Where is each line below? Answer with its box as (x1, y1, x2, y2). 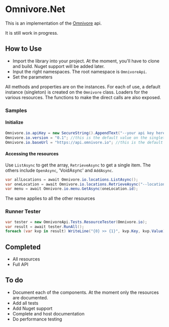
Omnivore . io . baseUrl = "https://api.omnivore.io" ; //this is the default (5, 140, 163, 145)
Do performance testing (12, 316, 62, 322)
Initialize (5, 119, 24, 125)
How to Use (5, 44, 42, 53)
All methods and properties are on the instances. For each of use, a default (5, 84, 161, 90)
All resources (12, 256, 40, 262)
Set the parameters (12, 74, 53, 80)
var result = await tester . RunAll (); (5, 224, 84, 229)
